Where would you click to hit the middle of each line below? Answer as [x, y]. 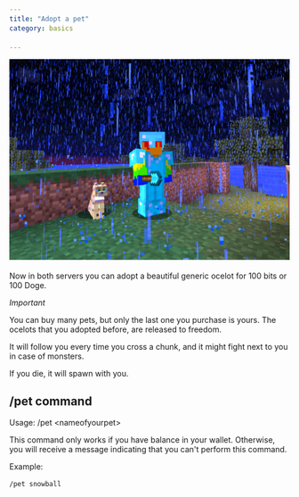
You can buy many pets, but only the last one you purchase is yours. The [143, 319]
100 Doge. [28, 285]
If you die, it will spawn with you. [69, 373]
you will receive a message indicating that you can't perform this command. [148, 450]
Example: [26, 467]
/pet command [51, 402]
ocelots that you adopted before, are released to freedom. [116, 329]
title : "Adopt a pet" [49, 19]
